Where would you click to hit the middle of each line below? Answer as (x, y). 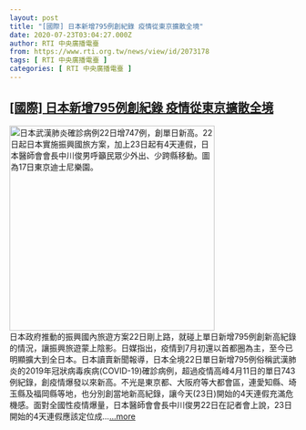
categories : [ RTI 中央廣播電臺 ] (71, 69)
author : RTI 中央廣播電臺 (55, 43)
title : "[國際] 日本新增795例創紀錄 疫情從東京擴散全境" (107, 26)
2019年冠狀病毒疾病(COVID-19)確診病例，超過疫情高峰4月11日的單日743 (160, 371)
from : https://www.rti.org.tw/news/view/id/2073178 (109, 52)
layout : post (34, 18)
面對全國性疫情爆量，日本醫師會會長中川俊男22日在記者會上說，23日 (163, 404)
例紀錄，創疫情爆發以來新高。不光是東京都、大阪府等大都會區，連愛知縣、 (149, 382)
